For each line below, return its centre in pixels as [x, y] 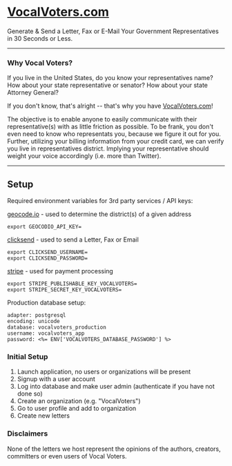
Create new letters [43, 416]
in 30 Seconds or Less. [40, 38]
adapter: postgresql [37, 315]
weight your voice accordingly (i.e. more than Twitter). [84, 156]
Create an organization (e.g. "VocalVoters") [79, 401]
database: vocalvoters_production [57, 328]
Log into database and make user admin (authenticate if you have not [116, 387]
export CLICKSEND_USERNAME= [48, 253]
